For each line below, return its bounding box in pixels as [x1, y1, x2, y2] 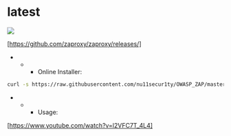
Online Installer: [37, 67, 82, 76]
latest [7, 4, 41, 20]
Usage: [37, 108, 58, 116]
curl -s [7, 80, 30, 88]
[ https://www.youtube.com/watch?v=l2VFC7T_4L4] [7, 121, 153, 129]
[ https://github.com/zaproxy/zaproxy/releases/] [7, 39, 142, 48]
